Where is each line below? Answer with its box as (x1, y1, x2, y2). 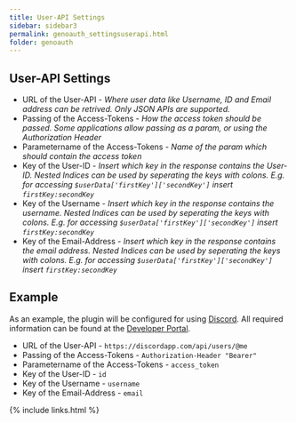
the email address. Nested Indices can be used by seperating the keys (21, 245, 281, 256)
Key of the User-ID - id (21, 368, 107, 379)
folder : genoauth (9, 37, 74, 47)
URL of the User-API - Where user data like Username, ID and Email (21, 94, 272, 105)
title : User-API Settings (9, 12, 105, 22)
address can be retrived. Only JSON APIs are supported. (21, 104, 231, 115)
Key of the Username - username (21, 378, 140, 388)
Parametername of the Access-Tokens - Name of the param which (21, 141, 268, 152)
